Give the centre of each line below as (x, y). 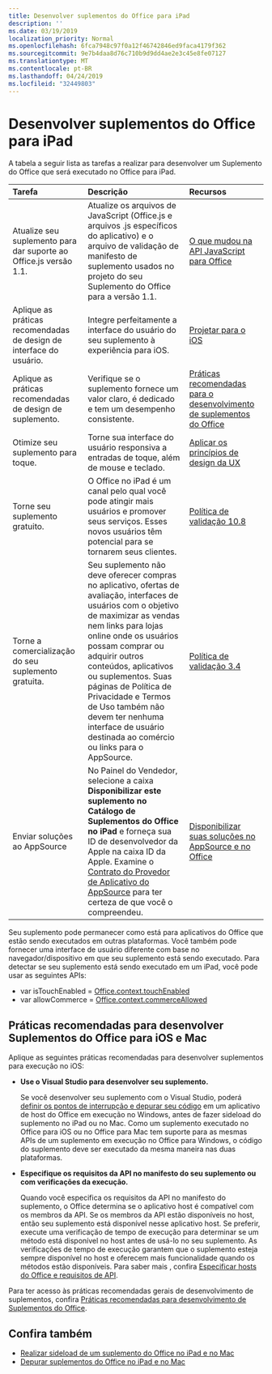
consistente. (111, 420)
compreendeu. (115, 912)
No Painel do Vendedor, (133, 770)
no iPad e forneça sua (130, 831)
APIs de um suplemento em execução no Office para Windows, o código (141, 1141)
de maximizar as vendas (134, 616)
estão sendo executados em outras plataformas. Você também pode (123, 941)
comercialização (44, 651)
